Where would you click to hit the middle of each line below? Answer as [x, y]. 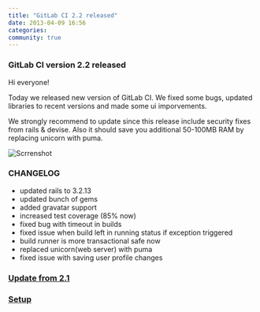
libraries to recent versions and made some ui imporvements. [108, 106]
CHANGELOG [34, 173]
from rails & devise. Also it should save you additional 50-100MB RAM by [126, 129]
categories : [28, 30]
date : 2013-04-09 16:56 [47, 23]
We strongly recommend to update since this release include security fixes [130, 121]
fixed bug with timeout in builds [71, 224]
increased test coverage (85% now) [78, 215]
